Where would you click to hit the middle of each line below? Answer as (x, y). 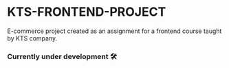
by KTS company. (32, 38)
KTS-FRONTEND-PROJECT (87, 12)
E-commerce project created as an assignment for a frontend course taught (115, 31)
